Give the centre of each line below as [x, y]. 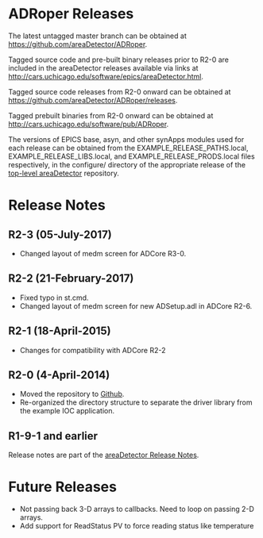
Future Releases [63, 487]
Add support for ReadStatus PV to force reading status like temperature [137, 526]
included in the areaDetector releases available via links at [103, 67]
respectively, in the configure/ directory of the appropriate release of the [127, 164]
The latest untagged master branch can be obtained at [97, 36]
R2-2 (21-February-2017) [71, 279]
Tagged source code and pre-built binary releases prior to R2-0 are [118, 60]
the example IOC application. [67, 411]
